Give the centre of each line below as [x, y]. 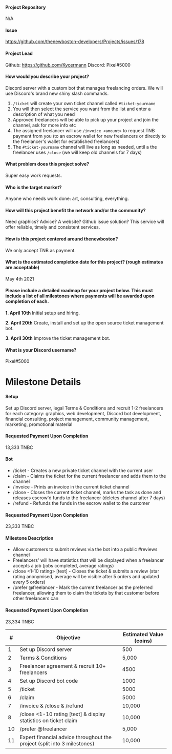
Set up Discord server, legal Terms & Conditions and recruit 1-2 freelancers [84, 408]
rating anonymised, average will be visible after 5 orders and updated [86, 577]
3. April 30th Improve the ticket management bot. [58, 338]
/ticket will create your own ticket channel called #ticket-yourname [84, 103]
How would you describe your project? [47, 76]
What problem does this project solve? [47, 164]
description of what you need [44, 114]
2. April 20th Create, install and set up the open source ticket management [84, 323]
